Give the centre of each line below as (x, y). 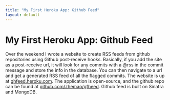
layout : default (23, 15)
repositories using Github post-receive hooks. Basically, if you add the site (84, 60)
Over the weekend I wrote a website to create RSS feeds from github (78, 54)
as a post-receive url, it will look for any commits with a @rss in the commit (84, 65)
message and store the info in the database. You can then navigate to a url (84, 70)
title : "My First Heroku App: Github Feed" (52, 10)
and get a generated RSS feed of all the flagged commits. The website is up (85, 76)
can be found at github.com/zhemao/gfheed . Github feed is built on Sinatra (84, 87)
